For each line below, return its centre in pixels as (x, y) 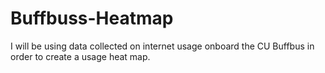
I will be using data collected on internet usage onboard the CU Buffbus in (162, 46)
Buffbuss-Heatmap (92, 18)
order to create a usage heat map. (80, 56)
